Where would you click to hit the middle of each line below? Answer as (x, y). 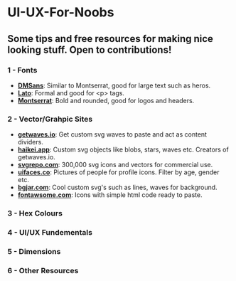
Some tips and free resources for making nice (110, 39)
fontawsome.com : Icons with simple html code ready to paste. (110, 195)
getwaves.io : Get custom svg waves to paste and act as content (112, 134)
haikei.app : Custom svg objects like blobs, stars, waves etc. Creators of (123, 149)
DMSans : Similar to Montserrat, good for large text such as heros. (114, 85)
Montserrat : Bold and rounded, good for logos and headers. (106, 100)
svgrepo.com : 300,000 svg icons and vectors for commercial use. (115, 165)
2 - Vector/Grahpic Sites (50, 119)
